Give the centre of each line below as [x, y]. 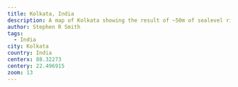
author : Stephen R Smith [44, 27]
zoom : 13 [20, 72]
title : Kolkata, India [41, 14]
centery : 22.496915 [36, 66]
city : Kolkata [28, 46]
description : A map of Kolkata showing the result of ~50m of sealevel [115, 20]
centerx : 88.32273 [34, 60]
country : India [30, 53]
